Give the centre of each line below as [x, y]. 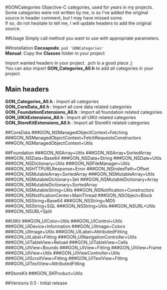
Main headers [27, 89]
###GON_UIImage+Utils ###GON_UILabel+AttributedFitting [66, 231]
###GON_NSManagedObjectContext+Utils [49, 143]
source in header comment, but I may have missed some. [64, 18]
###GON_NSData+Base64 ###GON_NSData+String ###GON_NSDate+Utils [83, 158]
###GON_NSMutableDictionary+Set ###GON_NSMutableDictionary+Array [82, 179]
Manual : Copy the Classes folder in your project [55, 53]
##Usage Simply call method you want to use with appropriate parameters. [82, 38]
